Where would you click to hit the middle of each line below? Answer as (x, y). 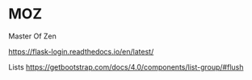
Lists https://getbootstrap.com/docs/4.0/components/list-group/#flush (126, 67)
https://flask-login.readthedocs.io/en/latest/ (81, 51)
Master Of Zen (32, 36)
